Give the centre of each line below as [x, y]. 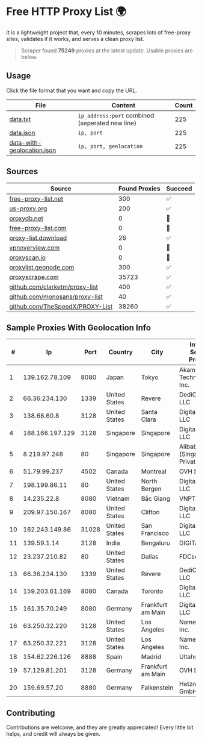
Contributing [31, 713]
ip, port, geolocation [110, 146]
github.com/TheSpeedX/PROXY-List [61, 306]
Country [121, 352]
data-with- [26, 142]
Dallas [150, 557]
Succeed [179, 189]
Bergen [151, 489]
